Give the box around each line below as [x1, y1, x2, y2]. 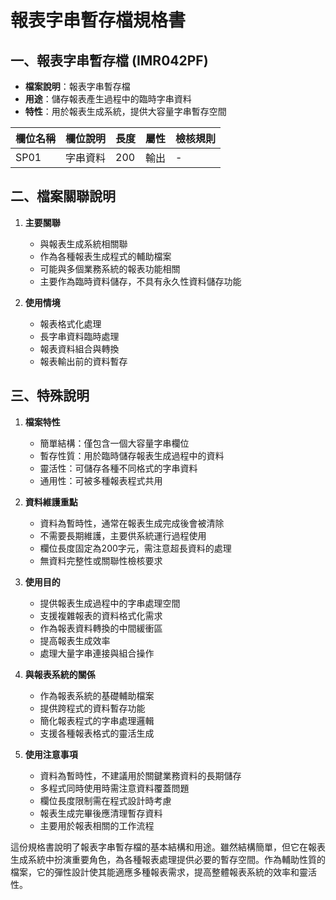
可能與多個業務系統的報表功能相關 [39, 262, 181, 275]
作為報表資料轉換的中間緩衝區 [39, 622, 163, 634]
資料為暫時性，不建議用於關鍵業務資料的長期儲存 [39, 769, 242, 781]
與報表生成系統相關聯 [39, 237, 128, 250]
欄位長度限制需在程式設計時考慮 [39, 794, 172, 806]
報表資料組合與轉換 [39, 342, 120, 355]
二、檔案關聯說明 [10, 188, 116, 205]
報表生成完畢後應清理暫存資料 [39, 807, 163, 819]
